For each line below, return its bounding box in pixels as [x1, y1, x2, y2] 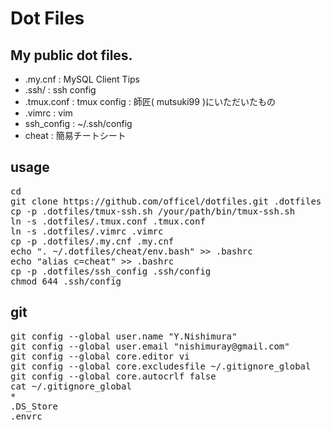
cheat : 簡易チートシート [24, 130, 127, 141]
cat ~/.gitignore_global [10, 380, 132, 392]
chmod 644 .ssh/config [10, 275, 122, 287]
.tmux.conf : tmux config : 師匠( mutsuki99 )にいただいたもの [24, 96, 276, 107]
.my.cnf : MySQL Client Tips [24, 73, 141, 85]
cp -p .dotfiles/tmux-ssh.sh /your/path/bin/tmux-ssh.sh [10, 205, 296, 217]
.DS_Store [10, 400, 58, 412]
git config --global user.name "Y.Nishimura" [10, 330, 238, 342]
